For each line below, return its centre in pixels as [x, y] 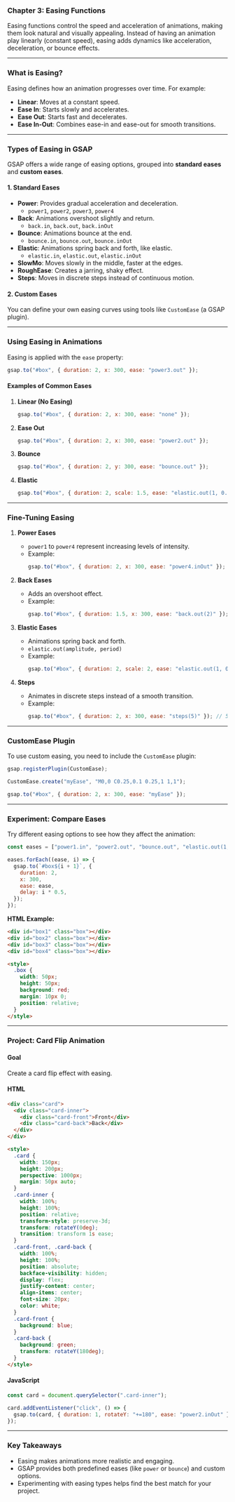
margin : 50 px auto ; [48, 1182]
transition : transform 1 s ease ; [67, 1234]
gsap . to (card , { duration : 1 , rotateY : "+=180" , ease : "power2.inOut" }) [123, 1414]
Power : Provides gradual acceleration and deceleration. [98, 204]
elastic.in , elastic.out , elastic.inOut [85, 255]
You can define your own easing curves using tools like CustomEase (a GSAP [116, 310]
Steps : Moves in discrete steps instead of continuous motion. [106, 278]
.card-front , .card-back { [53, 1247]
